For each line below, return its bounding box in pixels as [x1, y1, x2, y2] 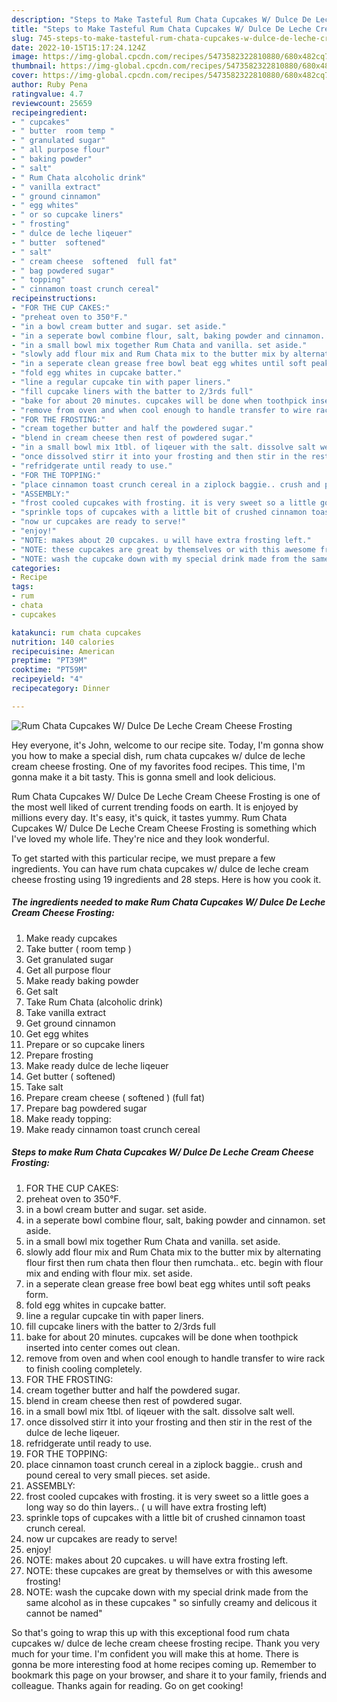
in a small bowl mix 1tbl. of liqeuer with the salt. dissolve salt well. [25, 1405, 296, 1417]
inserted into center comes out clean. [25, 1341, 181, 1353]
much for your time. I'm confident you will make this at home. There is [11, 1647, 299, 1660]
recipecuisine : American [11, 646, 115, 656]
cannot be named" [25, 1607, 103, 1619]
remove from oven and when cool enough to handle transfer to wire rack [25, 1352, 326, 1364]
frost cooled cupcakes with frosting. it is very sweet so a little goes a [25, 1490, 309, 1502]
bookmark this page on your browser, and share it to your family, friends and [11, 1669, 327, 1681]
